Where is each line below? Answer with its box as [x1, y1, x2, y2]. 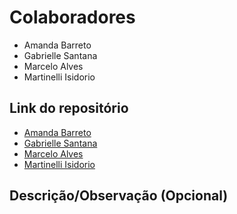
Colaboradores [9, 6, 136, 29]
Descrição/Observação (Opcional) [9, 187, 229, 205]
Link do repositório [9, 100, 129, 117]
